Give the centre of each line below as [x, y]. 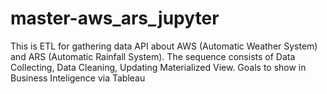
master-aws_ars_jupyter [115, 18]
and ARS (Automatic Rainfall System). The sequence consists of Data [153, 56]
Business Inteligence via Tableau [78, 78]
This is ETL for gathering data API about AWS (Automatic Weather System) [164, 46]
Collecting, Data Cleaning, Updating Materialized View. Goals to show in [158, 67]
